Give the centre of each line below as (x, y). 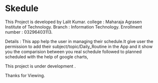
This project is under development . (40, 66)
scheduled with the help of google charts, (47, 56)
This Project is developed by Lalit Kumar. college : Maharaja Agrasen (73, 22)
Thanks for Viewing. (25, 75)
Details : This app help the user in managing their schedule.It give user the (79, 41)
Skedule (22, 8)
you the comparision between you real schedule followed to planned (73, 52)
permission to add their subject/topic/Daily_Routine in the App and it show (79, 46)
